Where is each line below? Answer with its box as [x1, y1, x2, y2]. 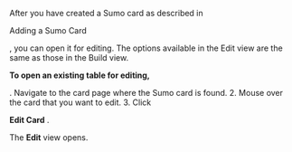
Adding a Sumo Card [9, 25, 88, 35]
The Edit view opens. [9, 132, 89, 143]
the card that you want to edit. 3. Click [9, 97, 152, 108]
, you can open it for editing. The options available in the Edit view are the [9, 43, 283, 53]
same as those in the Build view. [9, 52, 129, 62]
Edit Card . [9, 115, 50, 125]
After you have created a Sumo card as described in [9, 8, 203, 18]
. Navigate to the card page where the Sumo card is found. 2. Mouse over [9, 88, 283, 98]
